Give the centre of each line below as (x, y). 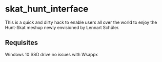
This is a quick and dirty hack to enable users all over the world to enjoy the (81, 22)
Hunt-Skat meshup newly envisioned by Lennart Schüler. (62, 27)
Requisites (21, 43)
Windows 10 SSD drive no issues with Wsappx (51, 54)
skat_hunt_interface (47, 9)
